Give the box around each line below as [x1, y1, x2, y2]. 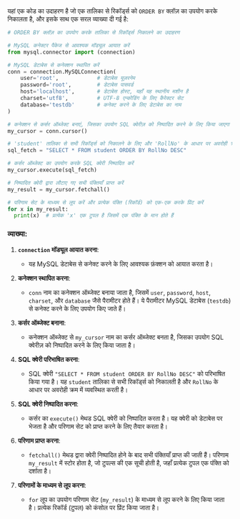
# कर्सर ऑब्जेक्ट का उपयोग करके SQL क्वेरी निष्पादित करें [7, 160, 134, 167]
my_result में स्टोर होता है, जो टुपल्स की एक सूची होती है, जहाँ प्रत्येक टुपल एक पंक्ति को [28, 458, 230, 467]
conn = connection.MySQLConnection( [7, 68, 116, 75]
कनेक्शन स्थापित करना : [17, 273, 71, 282]
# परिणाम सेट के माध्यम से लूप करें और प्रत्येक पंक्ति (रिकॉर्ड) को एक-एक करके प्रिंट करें [7, 198, 204, 206]
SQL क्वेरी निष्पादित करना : [17, 400, 79, 408]
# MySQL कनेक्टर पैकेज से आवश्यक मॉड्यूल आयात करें [7, 41, 130, 49]
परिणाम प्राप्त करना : [17, 436, 61, 445]
